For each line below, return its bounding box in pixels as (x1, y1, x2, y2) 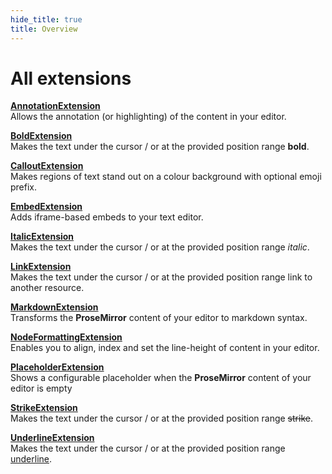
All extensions (10, 67, 132, 90)
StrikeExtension (10, 402, 78, 414)
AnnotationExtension (10, 100, 101, 112)
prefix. (10, 181, 38, 193)
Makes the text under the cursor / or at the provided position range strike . (10, 412, 313, 425)
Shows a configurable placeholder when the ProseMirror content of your (10, 372, 312, 384)
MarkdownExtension (10, 301, 99, 313)
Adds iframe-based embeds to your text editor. (10, 211, 204, 223)
